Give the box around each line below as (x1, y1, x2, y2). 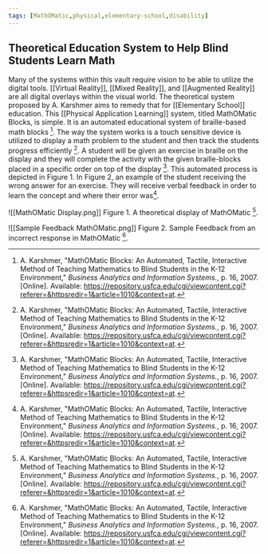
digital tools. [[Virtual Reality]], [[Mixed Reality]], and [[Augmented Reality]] (8, 83, 255, 93)
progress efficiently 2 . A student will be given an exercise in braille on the (8, 145, 249, 155)
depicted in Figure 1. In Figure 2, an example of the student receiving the (8, 173, 246, 182)
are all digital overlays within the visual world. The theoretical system (8, 92, 235, 102)
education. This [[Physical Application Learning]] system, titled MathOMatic (8, 109, 257, 118)
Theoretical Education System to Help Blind (8, 42, 229, 55)
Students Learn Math (8, 54, 116, 68)
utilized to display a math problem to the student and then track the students (8, 136, 259, 145)
